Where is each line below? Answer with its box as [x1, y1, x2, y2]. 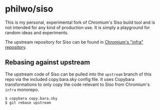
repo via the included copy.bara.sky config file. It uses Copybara [5, 76, 135, 82]
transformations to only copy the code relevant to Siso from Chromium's [5, 81, 150, 87]
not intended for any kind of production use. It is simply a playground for [5, 24, 150, 30]
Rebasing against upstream [5, 58, 90, 66]
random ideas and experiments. [5, 30, 69, 35]
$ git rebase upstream [5, 100, 51, 105]
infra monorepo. [5, 86, 39, 93]
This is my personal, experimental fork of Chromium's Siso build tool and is [5, 19, 156, 25]
